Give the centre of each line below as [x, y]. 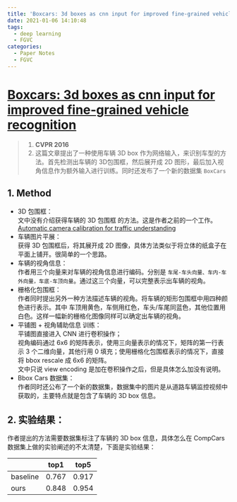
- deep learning [37, 34]
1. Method [29, 193]
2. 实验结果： [36, 420]
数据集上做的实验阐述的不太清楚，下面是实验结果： [81, 447]
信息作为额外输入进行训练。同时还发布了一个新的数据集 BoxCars [134, 170]
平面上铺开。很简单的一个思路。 [64, 254]
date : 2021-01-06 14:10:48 [47, 21]
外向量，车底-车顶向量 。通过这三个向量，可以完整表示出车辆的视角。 [113, 281]
